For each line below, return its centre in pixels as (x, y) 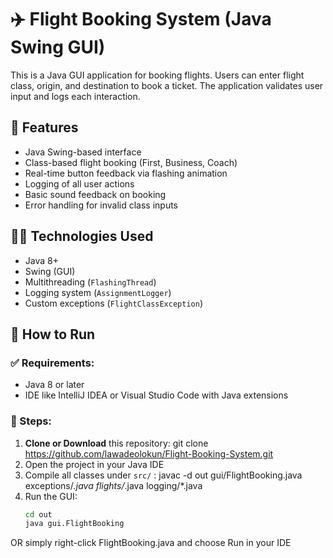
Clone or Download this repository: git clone (116, 443)
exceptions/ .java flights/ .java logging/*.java (113, 485)
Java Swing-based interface (83, 152)
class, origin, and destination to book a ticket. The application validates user (167, 85)
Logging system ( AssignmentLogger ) (98, 292)
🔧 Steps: (31, 421)
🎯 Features (44, 127)
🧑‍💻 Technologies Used (82, 236)
